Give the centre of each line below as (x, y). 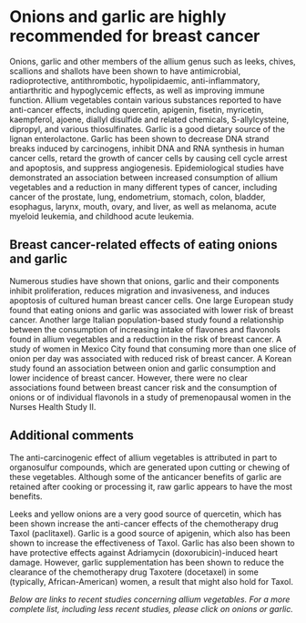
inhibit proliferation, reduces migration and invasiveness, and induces (140, 291)
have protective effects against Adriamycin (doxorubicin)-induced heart (144, 552)
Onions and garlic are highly (118, 17)
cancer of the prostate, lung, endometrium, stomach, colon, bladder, (138, 197)
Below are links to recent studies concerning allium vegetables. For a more (150, 599)
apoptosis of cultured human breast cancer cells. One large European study (152, 300)
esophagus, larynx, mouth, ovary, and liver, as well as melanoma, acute (143, 206)
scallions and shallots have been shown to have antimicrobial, (125, 71)
